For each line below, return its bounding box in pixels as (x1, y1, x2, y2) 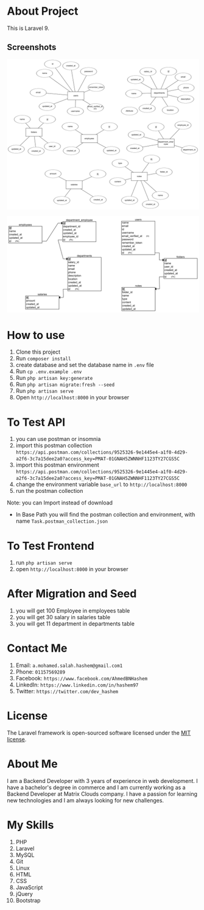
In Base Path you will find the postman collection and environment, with (15, 511, 195, 519)
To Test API (7, 415, 66, 429)
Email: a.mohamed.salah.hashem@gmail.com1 (15, 661, 123, 669)
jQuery (15, 890, 33, 897)
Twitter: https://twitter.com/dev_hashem (15, 688, 118, 695)
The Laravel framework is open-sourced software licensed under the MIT (7, 729, 191, 737)
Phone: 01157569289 (15, 668, 66, 675)
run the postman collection (15, 487, 83, 495)
